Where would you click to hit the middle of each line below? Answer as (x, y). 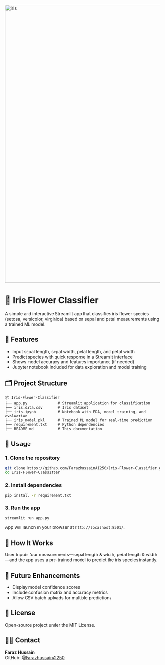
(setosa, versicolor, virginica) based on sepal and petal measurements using (82, 319)
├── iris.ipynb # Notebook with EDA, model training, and (76, 412)
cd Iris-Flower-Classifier (33, 473)
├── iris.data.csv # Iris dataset (47, 407)
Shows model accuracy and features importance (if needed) (73, 362)
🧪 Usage (18, 444)
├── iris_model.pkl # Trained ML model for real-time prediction (79, 420)
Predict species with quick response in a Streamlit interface (72, 357)
